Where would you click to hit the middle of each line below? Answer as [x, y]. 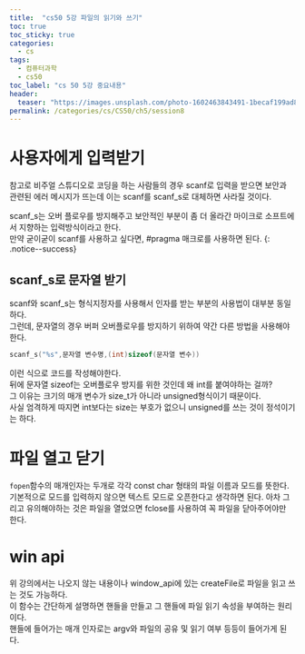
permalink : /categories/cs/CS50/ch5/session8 [97, 111]
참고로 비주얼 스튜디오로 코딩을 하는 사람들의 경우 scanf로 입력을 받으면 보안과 [148, 185]
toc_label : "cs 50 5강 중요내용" [68, 85]
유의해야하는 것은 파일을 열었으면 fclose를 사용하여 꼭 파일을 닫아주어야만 [156, 508]
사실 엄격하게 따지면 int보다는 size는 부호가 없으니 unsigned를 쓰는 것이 [137, 407]
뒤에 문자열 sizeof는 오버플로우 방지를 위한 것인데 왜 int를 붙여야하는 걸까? [141, 384]
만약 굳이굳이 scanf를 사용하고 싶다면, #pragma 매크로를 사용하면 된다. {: [140, 239]
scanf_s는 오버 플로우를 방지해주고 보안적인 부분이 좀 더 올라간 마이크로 [136, 216]
